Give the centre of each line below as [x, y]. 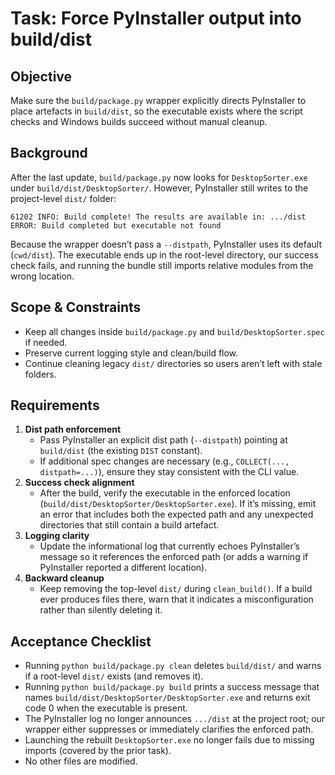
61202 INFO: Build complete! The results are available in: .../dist [158, 217]
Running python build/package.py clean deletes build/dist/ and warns [173, 666]
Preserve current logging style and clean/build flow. [131, 353]
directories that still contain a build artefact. [129, 525]
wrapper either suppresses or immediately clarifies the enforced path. [169, 729]
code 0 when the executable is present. [106, 708]
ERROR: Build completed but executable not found [116, 225]
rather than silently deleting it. [101, 610]
